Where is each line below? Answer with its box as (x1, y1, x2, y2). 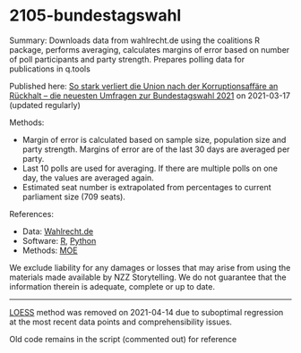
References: (9, 208, 54, 219)
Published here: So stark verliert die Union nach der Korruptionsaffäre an (9, 80, 279, 91)
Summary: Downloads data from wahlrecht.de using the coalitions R (9, 35, 261, 46)
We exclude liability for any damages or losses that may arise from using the (9, 262, 291, 273)
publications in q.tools (9, 63, 91, 74)
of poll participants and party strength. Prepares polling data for (9, 54, 245, 64)
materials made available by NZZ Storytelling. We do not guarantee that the (9, 272, 287, 282)
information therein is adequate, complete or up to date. (9, 281, 216, 291)
